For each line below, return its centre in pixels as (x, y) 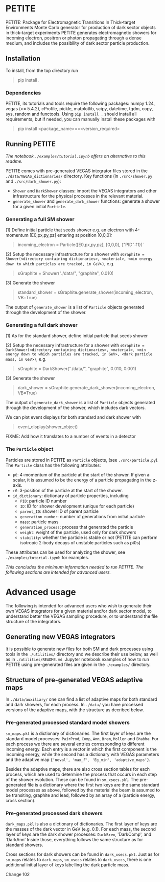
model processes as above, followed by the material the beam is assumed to (83, 790)
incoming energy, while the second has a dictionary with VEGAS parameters (82, 754)
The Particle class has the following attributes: (53, 465)
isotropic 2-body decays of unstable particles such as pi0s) (80, 542)
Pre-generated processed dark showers (54, 813)
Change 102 (18, 874)
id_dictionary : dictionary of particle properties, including (71, 496)
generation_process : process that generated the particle (77, 527)
